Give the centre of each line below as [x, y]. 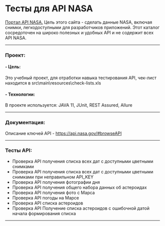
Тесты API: [19, 150]
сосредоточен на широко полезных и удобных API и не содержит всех [79, 32]
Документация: [25, 122]
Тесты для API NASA [49, 9]
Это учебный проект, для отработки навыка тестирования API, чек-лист [81, 78]
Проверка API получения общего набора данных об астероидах [80, 187]
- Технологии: [20, 94]
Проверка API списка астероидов [48, 203]
